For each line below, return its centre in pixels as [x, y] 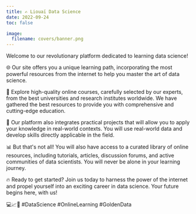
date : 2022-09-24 [28, 17]
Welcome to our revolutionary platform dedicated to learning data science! [97, 56]
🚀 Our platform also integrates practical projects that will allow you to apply [98, 122]
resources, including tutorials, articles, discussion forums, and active [90, 156]
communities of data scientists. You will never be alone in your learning [93, 162]
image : [14, 33]
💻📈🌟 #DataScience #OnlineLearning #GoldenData [69, 204]
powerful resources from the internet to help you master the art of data [93, 74]
